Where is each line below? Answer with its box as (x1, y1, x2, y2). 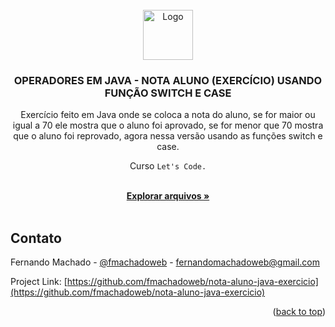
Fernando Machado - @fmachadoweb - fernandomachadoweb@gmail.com (10, 256, 320, 268)
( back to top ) (272, 306, 326, 318)
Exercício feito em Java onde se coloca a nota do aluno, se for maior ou (20, 109, 316, 121)
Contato (10, 229, 62, 247)
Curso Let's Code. (129, 160, 207, 172)
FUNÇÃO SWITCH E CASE (104, 86, 232, 100)
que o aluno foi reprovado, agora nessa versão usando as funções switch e (13, 130, 323, 142)
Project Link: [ (10, 276, 68, 288)
